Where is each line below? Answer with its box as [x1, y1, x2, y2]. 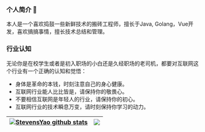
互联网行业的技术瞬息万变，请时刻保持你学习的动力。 [15, 103, 149, 110]
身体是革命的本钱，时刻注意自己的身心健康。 [15, 80, 128, 88]
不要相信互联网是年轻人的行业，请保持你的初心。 [15, 96, 138, 103]
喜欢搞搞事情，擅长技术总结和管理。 [16, 28, 108, 35]
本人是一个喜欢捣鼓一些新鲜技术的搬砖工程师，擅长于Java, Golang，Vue [6, 20, 189, 28]
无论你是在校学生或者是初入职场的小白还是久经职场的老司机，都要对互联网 [6, 60, 193, 67]
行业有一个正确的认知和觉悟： [11, 67, 87, 74]
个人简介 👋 [6, 5, 38, 13]
